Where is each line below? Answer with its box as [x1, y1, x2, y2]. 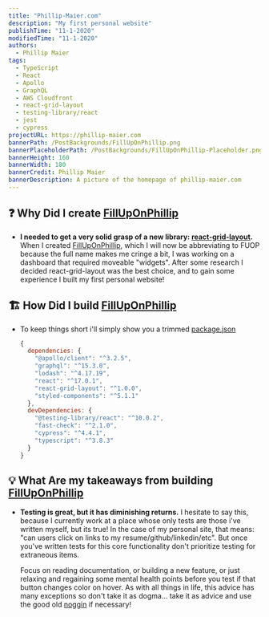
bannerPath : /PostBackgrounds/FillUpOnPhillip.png [8, 138, 181, 147]
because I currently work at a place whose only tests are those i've [19, 516, 242, 526]
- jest [15, 116, 38, 124]
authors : [8, 42, 38, 50]
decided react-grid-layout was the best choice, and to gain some [19, 266, 235, 275]
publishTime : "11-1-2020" [8, 26, 94, 35]
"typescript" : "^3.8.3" [34, 436, 114, 444]
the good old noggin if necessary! [19, 599, 132, 610]
